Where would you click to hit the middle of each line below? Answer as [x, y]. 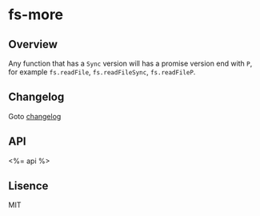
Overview [33, 44]
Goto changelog [35, 116]
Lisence [28, 186]
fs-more [36, 15]
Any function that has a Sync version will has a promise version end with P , [130, 63]
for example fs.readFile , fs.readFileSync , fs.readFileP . [102, 72]
